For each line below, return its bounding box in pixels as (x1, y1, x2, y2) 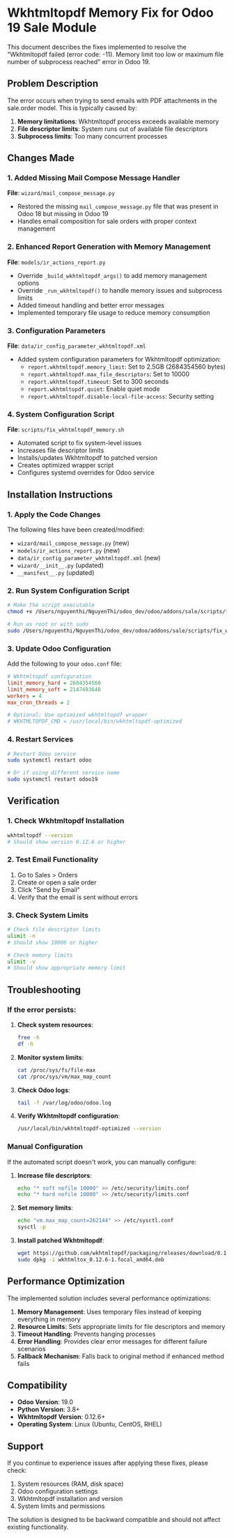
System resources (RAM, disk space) (17, 1479, 124, 1489)
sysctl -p (17, 1224, 47, 1231)
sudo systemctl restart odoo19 (7, 776, 98, 783)
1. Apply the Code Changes (7, 509, 101, 519)
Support (7, 1440, 44, 1452)
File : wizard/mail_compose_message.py (7, 189, 115, 197)
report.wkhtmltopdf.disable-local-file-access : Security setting (27, 392, 214, 401)
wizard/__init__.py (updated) (17, 561, 104, 569)
